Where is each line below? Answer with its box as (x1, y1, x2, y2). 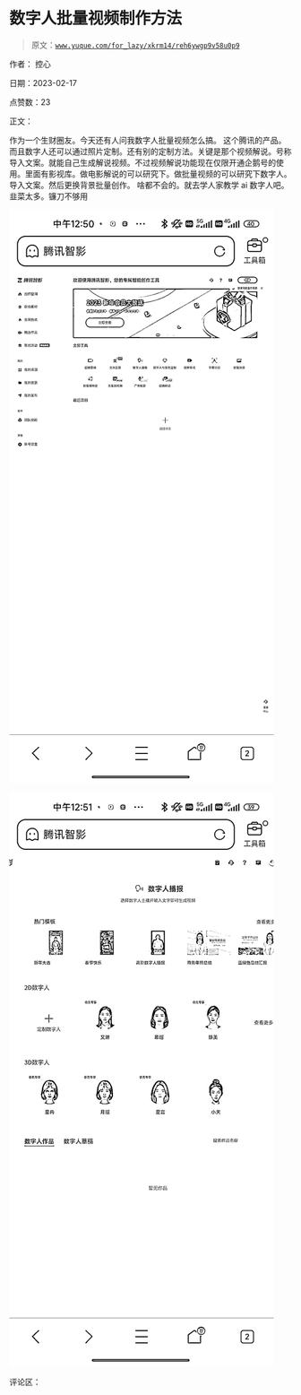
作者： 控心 (9, 58, 51, 69)
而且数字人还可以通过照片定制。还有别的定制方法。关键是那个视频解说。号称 (9, 145, 292, 157)
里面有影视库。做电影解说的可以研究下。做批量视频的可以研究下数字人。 (24, 168, 292, 179)
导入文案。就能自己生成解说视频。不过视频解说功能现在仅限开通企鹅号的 (9, 157, 276, 168)
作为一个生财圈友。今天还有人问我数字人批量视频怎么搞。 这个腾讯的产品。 (9, 134, 287, 145)
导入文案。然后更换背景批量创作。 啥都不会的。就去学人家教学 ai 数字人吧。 (9, 179, 289, 190)
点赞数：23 (9, 96, 51, 108)
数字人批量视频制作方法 (9, 8, 183, 29)
